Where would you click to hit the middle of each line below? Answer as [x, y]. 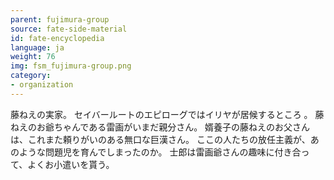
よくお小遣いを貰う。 [71, 164]
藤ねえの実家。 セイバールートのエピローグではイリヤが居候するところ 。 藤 [167, 114]
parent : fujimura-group [60, 19]
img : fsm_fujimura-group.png [71, 66]
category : [31, 76]
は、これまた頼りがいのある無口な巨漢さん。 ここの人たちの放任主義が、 [160, 139]
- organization [42, 85]
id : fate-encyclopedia [57, 38]
